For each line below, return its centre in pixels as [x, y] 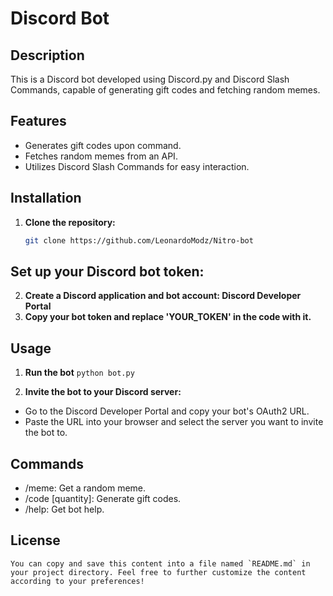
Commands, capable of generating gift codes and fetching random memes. [165, 90]
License [35, 540]
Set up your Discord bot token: [107, 271]
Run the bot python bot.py [79, 373]
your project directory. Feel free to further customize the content [158, 572]
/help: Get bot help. [64, 509]
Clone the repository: [70, 222]
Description [47, 55]
